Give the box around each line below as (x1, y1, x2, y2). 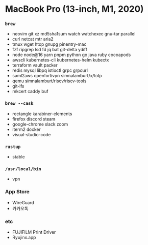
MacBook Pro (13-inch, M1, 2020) (5, 3, 144, 15)
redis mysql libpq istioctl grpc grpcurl (12, 67, 88, 73)
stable (12, 154, 25, 160)
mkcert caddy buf (12, 89, 49, 94)
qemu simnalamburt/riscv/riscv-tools (12, 78, 87, 84)
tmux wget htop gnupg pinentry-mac (12, 41, 87, 47)
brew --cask (5, 101, 34, 106)
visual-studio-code (12, 131, 51, 137)
